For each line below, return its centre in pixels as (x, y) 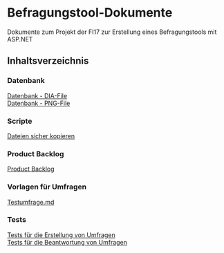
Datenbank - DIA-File (37, 95)
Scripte (20, 121)
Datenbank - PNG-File (39, 103)
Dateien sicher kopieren (41, 135)
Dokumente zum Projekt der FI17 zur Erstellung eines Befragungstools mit (112, 32)
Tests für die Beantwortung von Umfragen (67, 242)
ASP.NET (20, 39)
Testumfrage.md (31, 202)
